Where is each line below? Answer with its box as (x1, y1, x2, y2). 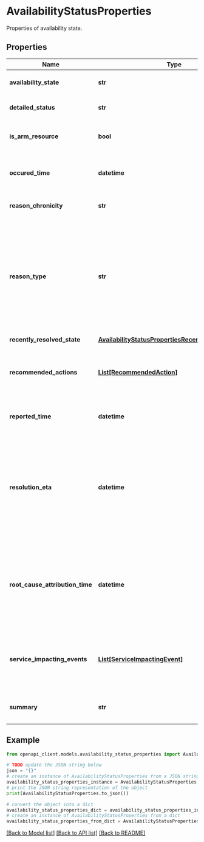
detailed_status (9, 103, 56, 111)
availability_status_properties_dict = (6, 807, 107, 813)
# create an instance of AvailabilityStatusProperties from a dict (6, 813, 181, 819)
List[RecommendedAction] (98, 368, 178, 376)
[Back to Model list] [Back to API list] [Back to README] (6, 829, 146, 837)
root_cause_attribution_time (9, 580, 92, 589)
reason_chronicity (9, 201, 63, 209)
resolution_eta (9, 483, 52, 491)
